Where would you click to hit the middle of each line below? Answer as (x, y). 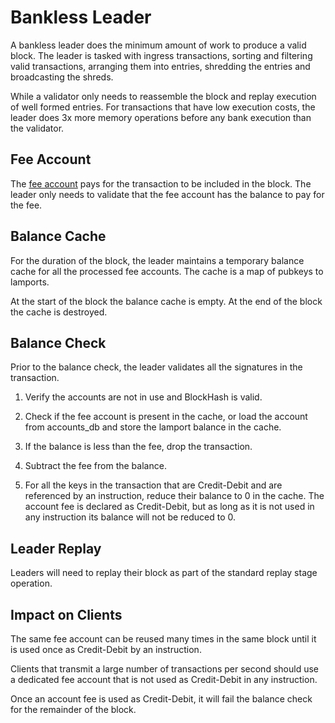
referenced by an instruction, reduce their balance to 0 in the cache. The (174, 496)
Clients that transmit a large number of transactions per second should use (164, 669)
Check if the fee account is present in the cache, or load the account (166, 417)
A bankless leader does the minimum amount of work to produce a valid (158, 45)
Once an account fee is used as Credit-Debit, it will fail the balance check (161, 699)
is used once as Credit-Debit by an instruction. (106, 649)
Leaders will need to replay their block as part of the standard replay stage (164, 573)
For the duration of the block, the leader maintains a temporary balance (157, 260)
